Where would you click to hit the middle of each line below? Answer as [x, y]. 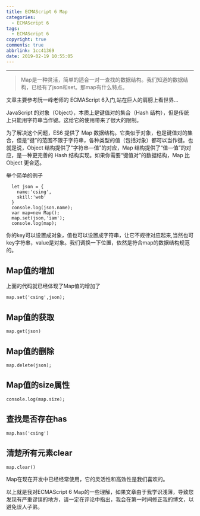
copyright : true [26, 39]
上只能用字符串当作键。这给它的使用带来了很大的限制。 [74, 120]
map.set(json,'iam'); [38, 218]
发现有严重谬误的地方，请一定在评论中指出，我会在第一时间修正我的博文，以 [100, 499]
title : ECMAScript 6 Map [37, 12]
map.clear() [21, 467]
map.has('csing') [28, 433]
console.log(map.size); [36, 399]
